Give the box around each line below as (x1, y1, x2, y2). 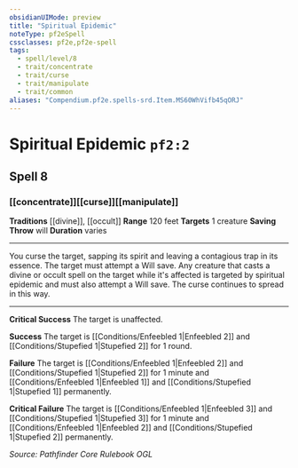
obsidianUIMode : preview (9, 12, 101, 22)
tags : (9, 46, 29, 55)
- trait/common (17, 87, 74, 96)
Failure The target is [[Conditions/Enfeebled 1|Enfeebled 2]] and (9, 358, 244, 369)
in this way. (9, 289, 51, 299)
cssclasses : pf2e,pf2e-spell (9, 37, 117, 47)
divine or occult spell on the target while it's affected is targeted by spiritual (9, 270, 286, 281)
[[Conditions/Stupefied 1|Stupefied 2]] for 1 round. (9, 341, 192, 352)
